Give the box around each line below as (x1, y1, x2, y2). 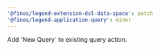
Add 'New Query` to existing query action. (7, 35, 127, 43)
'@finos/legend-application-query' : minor (7, 16, 132, 23)
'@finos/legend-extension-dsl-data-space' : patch (7, 10, 154, 17)
